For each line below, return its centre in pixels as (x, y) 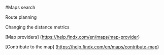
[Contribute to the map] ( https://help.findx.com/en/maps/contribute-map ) (82, 47)
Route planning (21, 17)
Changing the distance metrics (37, 27)
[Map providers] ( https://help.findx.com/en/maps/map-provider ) (73, 37)
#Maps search (20, 7)
